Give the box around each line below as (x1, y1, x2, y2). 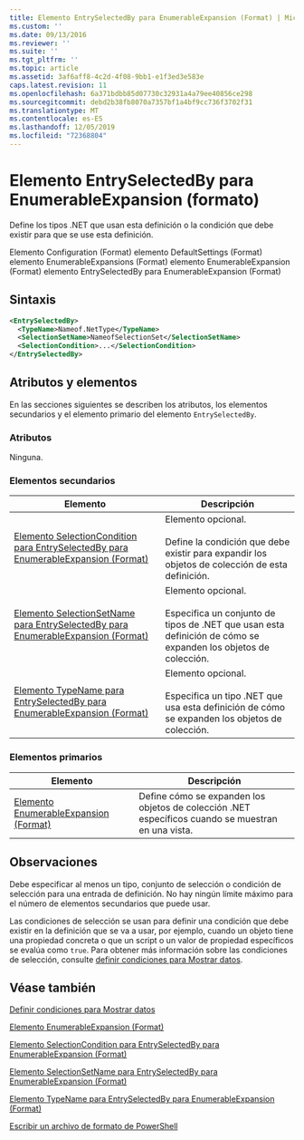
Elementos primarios (9, 751, 103, 764)
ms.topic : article (9, 64, 79, 73)
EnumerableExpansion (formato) (9, 189, 260, 210)
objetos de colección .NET (138, 801, 251, 814)
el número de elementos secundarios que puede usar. (9, 898, 211, 909)
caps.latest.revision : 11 (9, 81, 107, 90)
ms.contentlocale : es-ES (9, 114, 103, 123)
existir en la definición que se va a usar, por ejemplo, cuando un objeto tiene (9, 925, 294, 936)
